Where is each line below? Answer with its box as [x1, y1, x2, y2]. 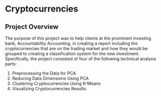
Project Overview [5, 23, 59, 31]
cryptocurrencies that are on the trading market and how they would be [5, 46, 148, 51]
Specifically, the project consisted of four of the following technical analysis [5, 56, 157, 61]
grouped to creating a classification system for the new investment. [5, 51, 140, 56]
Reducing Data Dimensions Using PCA [12, 76, 89, 81]
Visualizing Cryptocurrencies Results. [12, 86, 87, 91]
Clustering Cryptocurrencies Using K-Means [12, 81, 101, 86]
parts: [5, 61, 17, 67]
